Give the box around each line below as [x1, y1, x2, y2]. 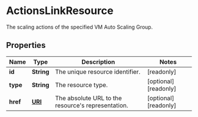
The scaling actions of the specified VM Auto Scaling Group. [6, 23, 153, 30]
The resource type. [55, 81, 108, 89]
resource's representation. [55, 101, 128, 109]
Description [81, 57, 115, 66]
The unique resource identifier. [55, 67, 141, 75]
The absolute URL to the [55, 94, 122, 102]
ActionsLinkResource [6, 4, 114, 18]
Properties [6, 40, 46, 50]
